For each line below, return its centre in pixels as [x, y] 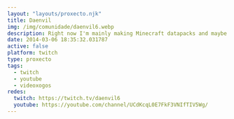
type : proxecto [29, 59]
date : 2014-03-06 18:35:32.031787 [58, 40]
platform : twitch [33, 53]
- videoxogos [33, 85]
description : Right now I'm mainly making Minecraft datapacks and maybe [117, 33]
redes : [17, 92]
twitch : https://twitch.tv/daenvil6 [67, 99]
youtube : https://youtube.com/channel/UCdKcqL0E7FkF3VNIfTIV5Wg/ [111, 105]
